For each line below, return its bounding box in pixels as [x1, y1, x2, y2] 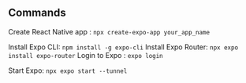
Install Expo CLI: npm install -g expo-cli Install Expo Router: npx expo [8, 42, 239, 52]
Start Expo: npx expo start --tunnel [8, 66, 128, 75]
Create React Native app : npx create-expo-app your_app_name [8, 27, 211, 36]
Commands [8, 6, 67, 20]
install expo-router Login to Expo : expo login [8, 50, 163, 60]
